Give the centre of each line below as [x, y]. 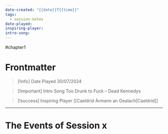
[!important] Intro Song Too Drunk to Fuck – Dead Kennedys [79, 91]
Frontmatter [30, 67]
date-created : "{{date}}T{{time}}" [42, 10]
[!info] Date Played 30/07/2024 [49, 81]
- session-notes [26, 19]
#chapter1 [15, 47]
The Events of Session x [56, 126]
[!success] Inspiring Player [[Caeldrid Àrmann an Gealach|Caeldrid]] [88, 100]
